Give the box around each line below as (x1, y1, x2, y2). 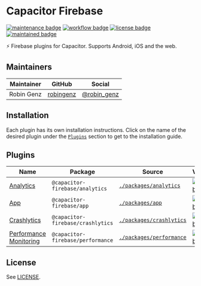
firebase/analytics (51, 185, 108, 192)
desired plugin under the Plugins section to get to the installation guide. (6, 133, 182, 140)
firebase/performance (51, 237, 114, 244)
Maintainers (6, 62, 53, 73)
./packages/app (118, 200, 163, 206)
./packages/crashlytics (118, 217, 187, 224)
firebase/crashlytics (51, 220, 114, 227)
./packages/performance (118, 234, 187, 241)
